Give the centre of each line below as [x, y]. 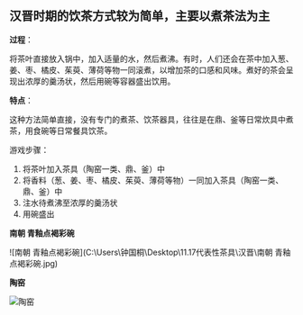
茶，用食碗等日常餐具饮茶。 [61, 130]
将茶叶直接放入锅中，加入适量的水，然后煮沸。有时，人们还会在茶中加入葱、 [151, 58]
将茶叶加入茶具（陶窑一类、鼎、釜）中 [93, 168]
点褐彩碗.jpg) [34, 263]
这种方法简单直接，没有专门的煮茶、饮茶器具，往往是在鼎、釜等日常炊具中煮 [151, 119]
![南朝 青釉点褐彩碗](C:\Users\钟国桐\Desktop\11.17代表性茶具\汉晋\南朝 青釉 [150, 252]
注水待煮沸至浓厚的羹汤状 [70, 202]
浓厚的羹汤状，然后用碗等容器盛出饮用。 [100, 81]
